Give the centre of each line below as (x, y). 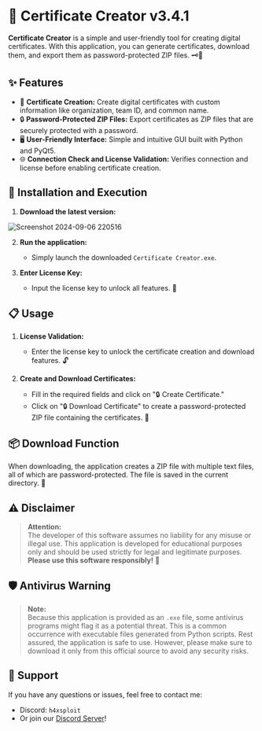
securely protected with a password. (79, 130)
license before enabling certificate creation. (90, 168)
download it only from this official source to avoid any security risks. (138, 651)
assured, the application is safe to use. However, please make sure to (140, 642)
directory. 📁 (27, 483)
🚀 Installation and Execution (78, 193)
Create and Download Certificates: (77, 379)
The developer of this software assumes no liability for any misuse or (139, 535)
